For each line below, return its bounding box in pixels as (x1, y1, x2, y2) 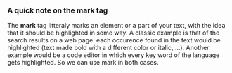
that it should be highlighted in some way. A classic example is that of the (7, 29, 220, 37)
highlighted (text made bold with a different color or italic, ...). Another (7, 44, 210, 52)
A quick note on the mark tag (7, 6, 108, 15)
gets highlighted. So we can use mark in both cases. (7, 58, 160, 67)
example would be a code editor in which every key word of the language (7, 51, 220, 59)
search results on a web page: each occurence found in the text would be (7, 36, 221, 44)
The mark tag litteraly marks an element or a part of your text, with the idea (7, 22, 226, 30)
